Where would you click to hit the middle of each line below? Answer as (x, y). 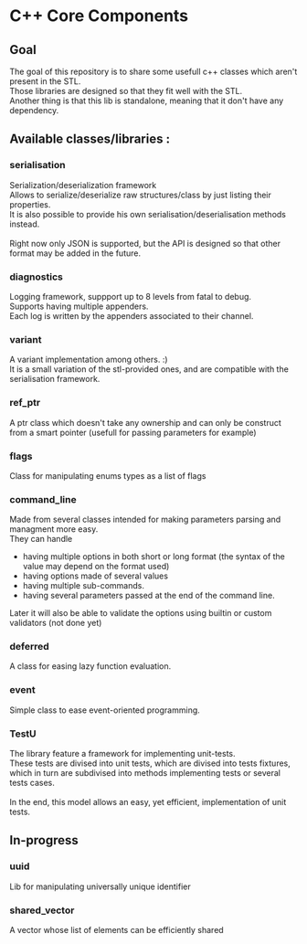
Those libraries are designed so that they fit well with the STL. (126, 91)
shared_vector (42, 910)
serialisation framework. (55, 379)
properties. (30, 204)
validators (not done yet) (56, 623)
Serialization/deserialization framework (83, 185)
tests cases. (32, 783)
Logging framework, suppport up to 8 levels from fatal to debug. (131, 296)
